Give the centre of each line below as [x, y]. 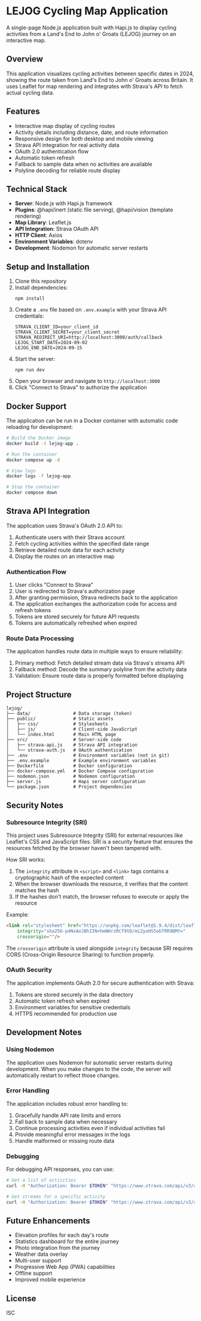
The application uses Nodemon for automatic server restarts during [89, 1063]
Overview [25, 59]
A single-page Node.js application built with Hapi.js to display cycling [91, 28]
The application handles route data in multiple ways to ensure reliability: [95, 652]
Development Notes [44, 1032]
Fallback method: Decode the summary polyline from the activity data [101, 669]
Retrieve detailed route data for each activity [70, 550]
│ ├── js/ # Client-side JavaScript [72, 729]
